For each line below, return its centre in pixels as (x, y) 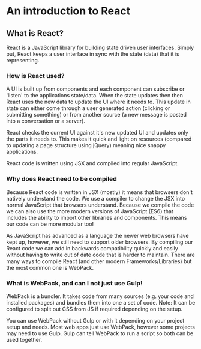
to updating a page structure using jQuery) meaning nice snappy (86, 145)
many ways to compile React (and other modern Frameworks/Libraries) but (99, 261)
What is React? (35, 33)
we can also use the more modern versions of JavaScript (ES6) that (90, 211)
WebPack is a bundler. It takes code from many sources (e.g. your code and (100, 296)
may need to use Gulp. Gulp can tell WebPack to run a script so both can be (100, 333)
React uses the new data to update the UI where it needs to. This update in (98, 102)
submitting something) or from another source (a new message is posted (97, 115)
